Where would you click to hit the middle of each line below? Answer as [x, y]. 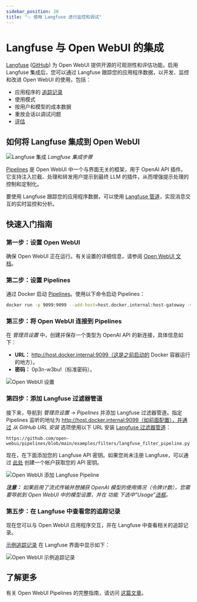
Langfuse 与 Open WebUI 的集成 [85, 48]
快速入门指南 [29, 224]
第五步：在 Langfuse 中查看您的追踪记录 [63, 511]
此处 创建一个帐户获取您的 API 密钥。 [57, 462]
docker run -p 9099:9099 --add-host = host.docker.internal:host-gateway [95, 305]
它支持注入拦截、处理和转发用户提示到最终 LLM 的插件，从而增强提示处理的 [98, 177]
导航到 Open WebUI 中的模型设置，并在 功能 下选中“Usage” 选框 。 [91, 494]
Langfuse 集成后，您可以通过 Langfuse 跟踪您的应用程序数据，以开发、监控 [98, 72]
